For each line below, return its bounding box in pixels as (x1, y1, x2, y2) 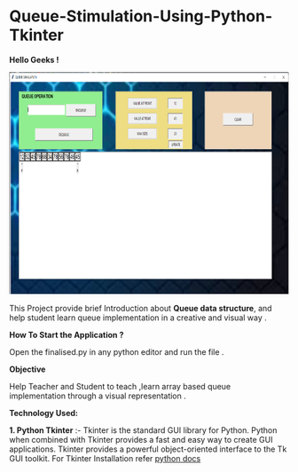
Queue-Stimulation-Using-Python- (9, 6, 273, 27)
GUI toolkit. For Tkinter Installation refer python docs (9, 452, 201, 463)
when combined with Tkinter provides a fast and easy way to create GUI (9, 434, 273, 444)
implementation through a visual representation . (9, 390, 186, 401)
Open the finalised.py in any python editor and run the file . (9, 346, 224, 357)
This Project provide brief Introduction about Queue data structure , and (9, 303, 272, 313)
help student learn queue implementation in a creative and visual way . (9, 312, 268, 323)
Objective (9, 364, 46, 374)
